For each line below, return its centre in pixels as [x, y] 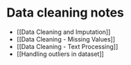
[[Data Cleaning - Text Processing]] [67, 46]
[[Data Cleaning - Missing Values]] [66, 39]
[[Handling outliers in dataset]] [60, 54]
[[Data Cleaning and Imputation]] [63, 32]
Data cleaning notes [65, 13]
